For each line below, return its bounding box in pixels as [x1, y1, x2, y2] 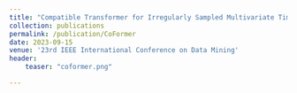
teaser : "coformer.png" [25, 63, 113, 72]
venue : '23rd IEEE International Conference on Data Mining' [9, 46, 240, 55]
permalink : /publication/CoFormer [9, 29, 137, 38]
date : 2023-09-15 [9, 37, 73, 47]
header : [9, 54, 38, 63]
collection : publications [9, 21, 104, 30]
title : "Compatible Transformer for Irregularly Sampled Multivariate [9, 12, 275, 22]
